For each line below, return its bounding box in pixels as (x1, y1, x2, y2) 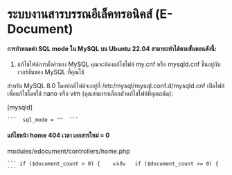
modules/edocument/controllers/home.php (7, 147, 130, 155)
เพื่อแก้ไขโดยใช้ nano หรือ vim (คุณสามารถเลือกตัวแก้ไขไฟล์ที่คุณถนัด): (7, 90, 173, 98)
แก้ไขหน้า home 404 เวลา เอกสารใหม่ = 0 (7, 131, 110, 139)
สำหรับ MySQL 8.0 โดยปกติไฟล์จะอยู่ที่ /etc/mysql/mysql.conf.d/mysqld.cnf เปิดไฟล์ (7, 82, 225, 90)
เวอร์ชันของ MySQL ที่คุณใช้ (17, 68, 84, 76)
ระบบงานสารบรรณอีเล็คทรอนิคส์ (7, 6, 152, 22)
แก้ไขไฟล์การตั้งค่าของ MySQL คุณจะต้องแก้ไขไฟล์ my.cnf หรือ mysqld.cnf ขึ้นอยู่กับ (17, 60, 221, 68)
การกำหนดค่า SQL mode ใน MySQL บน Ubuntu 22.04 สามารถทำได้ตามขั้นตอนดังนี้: (7, 44, 217, 52)
